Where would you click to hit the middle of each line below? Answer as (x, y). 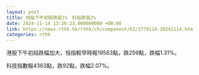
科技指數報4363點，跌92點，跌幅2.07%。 (59, 66)
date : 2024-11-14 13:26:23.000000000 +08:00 (64, 23)
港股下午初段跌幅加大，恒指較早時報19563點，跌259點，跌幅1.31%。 (93, 53)
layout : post (23, 12)
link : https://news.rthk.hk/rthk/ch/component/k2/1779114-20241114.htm (99, 29)
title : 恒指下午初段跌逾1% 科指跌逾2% (51, 18)
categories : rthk (28, 35)
